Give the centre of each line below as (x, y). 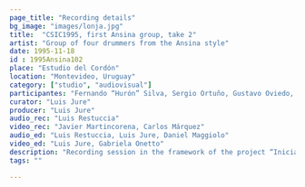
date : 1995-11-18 (42, 51)
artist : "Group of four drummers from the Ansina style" (119, 43)
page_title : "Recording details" (73, 18)
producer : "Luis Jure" (52, 110)
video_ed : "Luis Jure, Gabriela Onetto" (87, 144)
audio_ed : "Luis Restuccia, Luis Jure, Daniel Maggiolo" (119, 136)
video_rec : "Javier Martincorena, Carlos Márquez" (107, 127)
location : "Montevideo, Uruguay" (73, 77)
